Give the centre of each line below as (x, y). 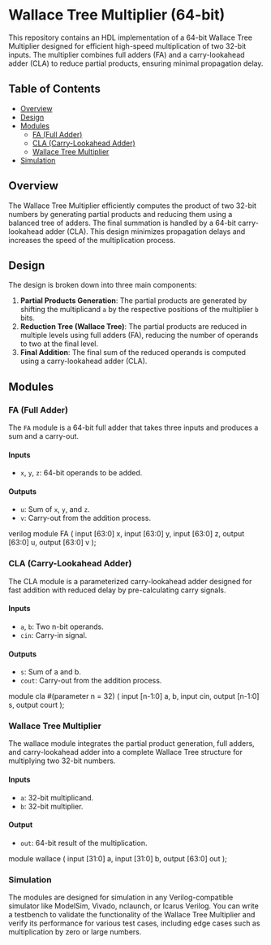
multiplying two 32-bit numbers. (62, 761)
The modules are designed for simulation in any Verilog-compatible (121, 897)
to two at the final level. (59, 344)
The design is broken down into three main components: (103, 285)
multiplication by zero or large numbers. (75, 932)
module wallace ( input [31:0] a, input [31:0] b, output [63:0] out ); (118, 858)
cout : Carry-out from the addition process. (91, 681)
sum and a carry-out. (44, 436)
